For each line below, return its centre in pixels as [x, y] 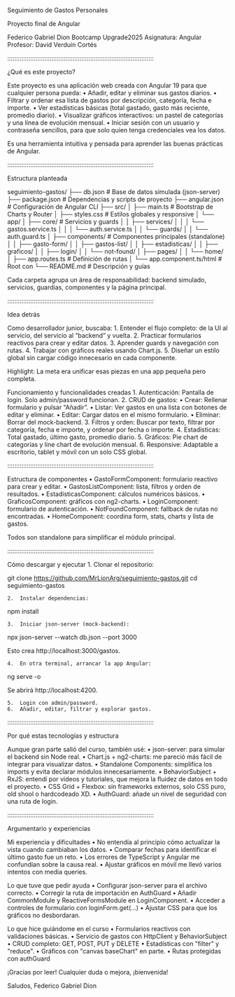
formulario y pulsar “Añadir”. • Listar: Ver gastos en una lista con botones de [117, 407]
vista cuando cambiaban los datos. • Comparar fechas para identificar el [112, 850]
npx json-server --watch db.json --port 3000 [72, 637]
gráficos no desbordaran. [44, 915]
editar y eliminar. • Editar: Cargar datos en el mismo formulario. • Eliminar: [114, 415]
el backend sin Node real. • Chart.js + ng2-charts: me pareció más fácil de [115, 757]
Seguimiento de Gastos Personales [58, 10]
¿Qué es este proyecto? [41, 72]
